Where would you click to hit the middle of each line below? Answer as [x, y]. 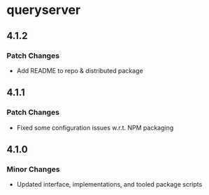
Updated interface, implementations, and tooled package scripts [109, 185]
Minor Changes [33, 169]
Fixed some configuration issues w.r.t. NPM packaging [95, 127]
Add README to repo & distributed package [80, 70]
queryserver [44, 10]
